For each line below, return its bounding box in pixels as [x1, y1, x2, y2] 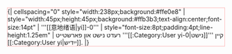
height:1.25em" [7, 31, 51, 39]
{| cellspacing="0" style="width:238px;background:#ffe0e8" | [7, 8, 185, 16]
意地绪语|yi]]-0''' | [51, 24, 103, 31]
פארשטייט [56, 31, 83, 39]
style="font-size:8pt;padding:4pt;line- [103, 24, 213, 31]
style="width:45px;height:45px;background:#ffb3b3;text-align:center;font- [7, 15, 222, 23]
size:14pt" [7, 24, 36, 31]
